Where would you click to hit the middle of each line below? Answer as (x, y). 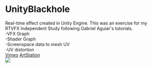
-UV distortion (20, 49)
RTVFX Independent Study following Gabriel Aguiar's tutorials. (69, 28)
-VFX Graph (17, 33)
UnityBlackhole (38, 9)
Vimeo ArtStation (23, 55)
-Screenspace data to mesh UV (37, 44)
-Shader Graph (20, 39)
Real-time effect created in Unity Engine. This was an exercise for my (76, 23)
